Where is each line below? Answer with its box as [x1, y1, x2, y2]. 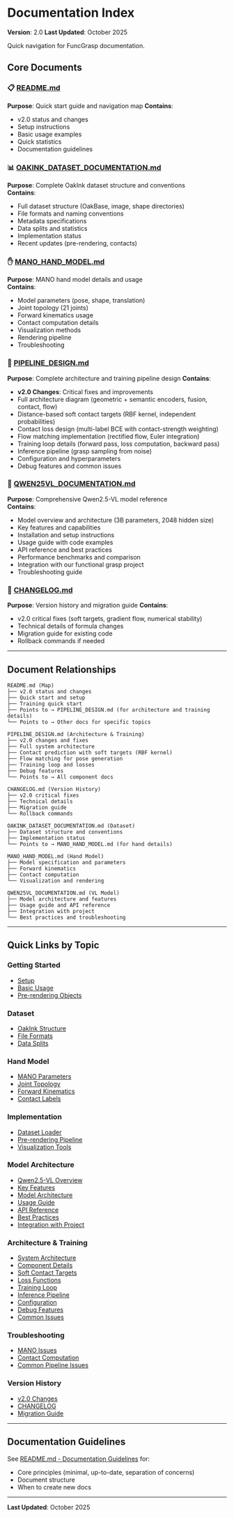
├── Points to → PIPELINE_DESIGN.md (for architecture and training [7, 706, 210, 713]
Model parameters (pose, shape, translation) [17, 296, 146, 305]
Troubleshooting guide [17, 567, 83, 576]
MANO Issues [17, 1346, 57, 1355]
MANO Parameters [17, 1072, 72, 1081]
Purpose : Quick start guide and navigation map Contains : [7, 101, 173, 110]
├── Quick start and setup [7, 694, 86, 701]
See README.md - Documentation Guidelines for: [7, 1455, 150, 1463]
